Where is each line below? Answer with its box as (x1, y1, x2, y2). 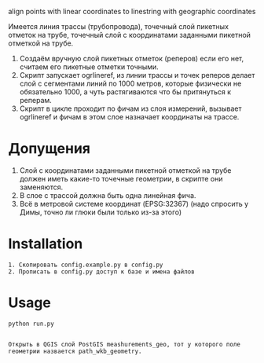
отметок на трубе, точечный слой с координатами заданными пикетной (8, 31, 251, 39)
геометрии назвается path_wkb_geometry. (8, 347, 143, 355)
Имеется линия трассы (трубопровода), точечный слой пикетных (8, 22, 229, 31)
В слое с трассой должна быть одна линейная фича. (19, 190, 196, 200)
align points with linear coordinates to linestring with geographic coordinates (8, 7, 256, 16)
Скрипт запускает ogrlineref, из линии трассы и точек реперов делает (19, 71, 255, 79)
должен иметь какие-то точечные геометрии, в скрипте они (19, 174, 223, 183)
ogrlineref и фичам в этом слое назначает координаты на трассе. (19, 112, 240, 121)
